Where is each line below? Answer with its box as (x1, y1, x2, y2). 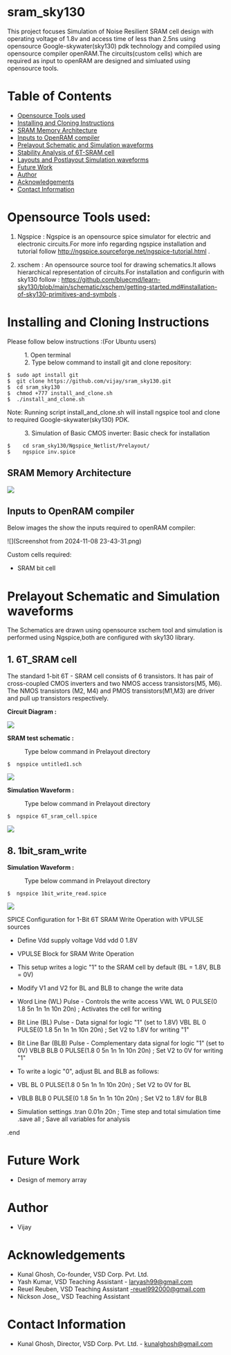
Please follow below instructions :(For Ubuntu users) (7, 337, 157, 346)
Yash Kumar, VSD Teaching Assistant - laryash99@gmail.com (17, 1277, 193, 1286)
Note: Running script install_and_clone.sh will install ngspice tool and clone (7, 407, 221, 416)
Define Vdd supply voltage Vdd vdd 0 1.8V (17, 936, 138, 944)
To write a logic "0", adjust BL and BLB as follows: (17, 1067, 160, 1075)
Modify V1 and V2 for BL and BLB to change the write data (17, 984, 183, 992)
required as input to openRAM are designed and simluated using (7, 56, 191, 65)
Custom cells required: (7, 550, 72, 559)
